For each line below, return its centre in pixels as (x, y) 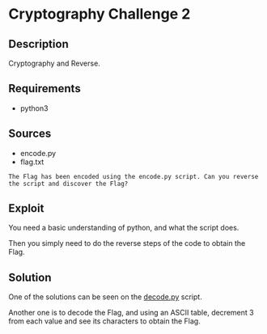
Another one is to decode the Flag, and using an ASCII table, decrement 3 (131, 313)
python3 (34, 108)
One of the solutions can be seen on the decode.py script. (105, 297)
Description (38, 44)
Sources (30, 134)
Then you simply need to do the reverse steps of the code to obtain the (127, 243)
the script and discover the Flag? (68, 184)
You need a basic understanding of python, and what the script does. (124, 228)
